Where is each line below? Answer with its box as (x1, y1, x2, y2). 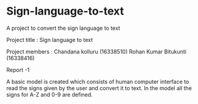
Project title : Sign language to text (6, 36, 94, 43)
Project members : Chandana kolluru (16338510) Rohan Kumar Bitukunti (6, 47, 186, 55)
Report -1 (6, 66, 30, 74)
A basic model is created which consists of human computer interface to (6, 78, 189, 85)
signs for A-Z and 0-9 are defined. (6, 91, 93, 98)
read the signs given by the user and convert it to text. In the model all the (6, 84, 193, 92)
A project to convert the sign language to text (6, 24, 120, 32)
